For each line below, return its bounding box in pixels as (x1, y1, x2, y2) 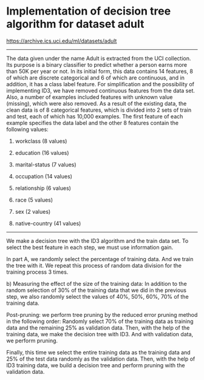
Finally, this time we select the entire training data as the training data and (6, 348, 191, 356)
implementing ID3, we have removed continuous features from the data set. (6, 87, 195, 94)
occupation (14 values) (15, 172, 73, 180)
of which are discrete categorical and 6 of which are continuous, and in (6, 74, 185, 81)
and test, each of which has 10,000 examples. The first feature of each (6, 112, 183, 120)
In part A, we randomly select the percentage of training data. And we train (6, 255, 194, 262)
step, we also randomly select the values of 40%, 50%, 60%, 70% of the (6, 293, 189, 300)
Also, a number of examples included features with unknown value (6, 93, 173, 101)
